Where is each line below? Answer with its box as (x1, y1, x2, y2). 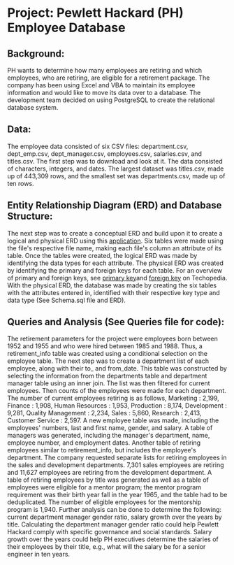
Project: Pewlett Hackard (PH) (7, 5, 184, 21)
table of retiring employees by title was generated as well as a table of (7, 475, 210, 484)
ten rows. (7, 179, 34, 187)
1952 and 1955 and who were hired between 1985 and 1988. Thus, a (7, 342, 203, 350)
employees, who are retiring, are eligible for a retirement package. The (7, 73, 210, 82)
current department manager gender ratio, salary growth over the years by (7, 513, 222, 522)
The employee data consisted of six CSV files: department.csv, (7, 142, 189, 150)
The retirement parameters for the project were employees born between (7, 334, 218, 343)
